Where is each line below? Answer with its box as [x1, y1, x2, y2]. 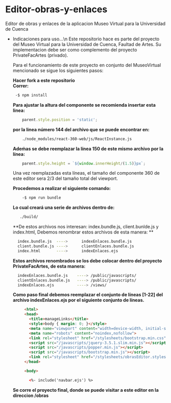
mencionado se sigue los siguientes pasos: [12, 67, 104, 74]
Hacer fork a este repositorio [12, 77, 75, 83]
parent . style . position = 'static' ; [22, 117, 98, 122]
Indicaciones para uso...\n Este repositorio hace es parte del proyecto [12, 36, 160, 42]
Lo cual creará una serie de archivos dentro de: [12, 204, 115, 210]
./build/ [19, 215, 38, 220]
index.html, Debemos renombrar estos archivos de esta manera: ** [12, 229, 154, 235]
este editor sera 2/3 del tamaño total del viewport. [12, 175, 118, 182]
